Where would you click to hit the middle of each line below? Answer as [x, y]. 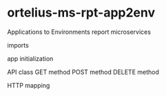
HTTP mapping [29, 85]
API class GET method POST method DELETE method [83, 72]
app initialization [30, 58]
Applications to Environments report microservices [79, 32]
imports [18, 45]
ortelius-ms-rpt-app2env [81, 13]
